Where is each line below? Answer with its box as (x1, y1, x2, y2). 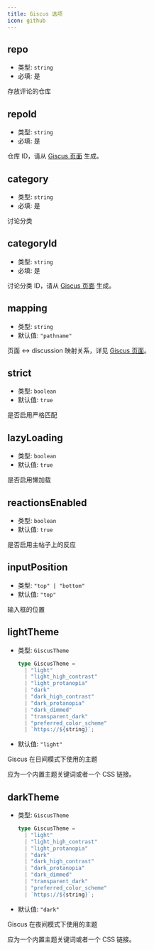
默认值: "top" (17, 590, 57, 598)
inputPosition (7, 561, 68, 573)
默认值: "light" (17, 740, 62, 748)
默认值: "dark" (17, 905, 60, 913)
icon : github (7, 17, 46, 24)
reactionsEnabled (7, 497, 87, 509)
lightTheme (7, 626, 59, 638)
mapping (7, 303, 48, 315)
